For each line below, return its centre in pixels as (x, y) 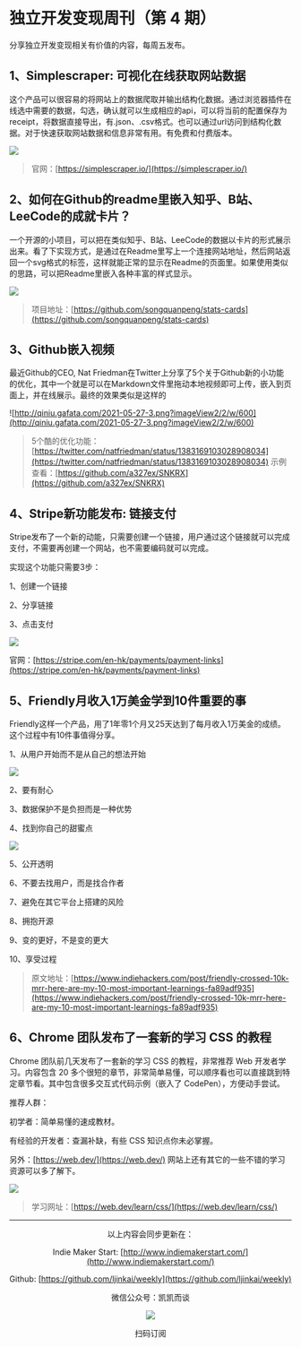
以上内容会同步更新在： (150, 1234)
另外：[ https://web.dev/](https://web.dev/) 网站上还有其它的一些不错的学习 (147, 1159)
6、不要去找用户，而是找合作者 (67, 883)
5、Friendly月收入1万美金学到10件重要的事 (128, 700)
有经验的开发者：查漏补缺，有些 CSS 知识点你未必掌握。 (114, 1140)
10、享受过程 (33, 959)
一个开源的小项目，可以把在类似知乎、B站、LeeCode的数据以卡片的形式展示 (150, 239)
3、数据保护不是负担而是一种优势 (71, 809)
